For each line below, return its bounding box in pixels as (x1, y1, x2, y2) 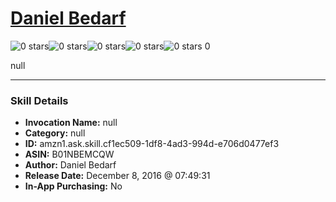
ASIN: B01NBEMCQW (24, 148, 115, 161)
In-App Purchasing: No (24, 180, 123, 192)
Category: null (24, 127, 86, 139)
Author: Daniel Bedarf (24, 159, 117, 171)
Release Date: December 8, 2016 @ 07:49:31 (24, 170, 211, 182)
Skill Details (10, 93, 69, 107)
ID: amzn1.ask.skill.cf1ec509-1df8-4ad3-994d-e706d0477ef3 (24, 138, 280, 150)
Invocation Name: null (24, 117, 118, 129)
